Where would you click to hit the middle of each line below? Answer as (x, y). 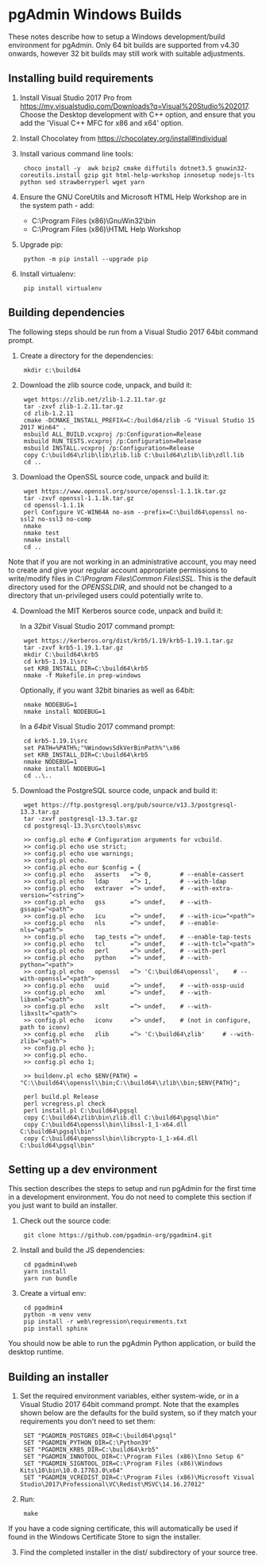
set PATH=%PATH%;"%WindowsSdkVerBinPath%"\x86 (102, 748)
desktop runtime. (36, 1352)
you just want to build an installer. (63, 1205)
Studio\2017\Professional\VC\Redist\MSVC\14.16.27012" (112, 1485)
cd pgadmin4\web (50, 1265)
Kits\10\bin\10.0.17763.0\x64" (71, 1471)
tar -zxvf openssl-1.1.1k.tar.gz (79, 498)
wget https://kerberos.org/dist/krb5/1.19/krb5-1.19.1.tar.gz (129, 641)
